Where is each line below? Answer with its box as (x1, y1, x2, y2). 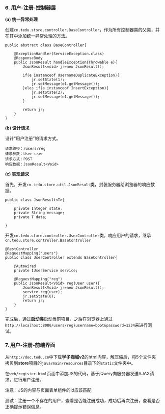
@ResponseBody (14, 55, 43, 61)
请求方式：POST (5, 157, 33, 162)
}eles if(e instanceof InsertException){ (23, 86, 109, 91)
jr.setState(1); (31, 77, 65, 82)
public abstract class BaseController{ (5, 43, 87, 48)
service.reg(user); (23, 290, 63, 295)
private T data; (14, 215, 48, 220)
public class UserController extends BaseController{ (5, 255, 118, 260)
